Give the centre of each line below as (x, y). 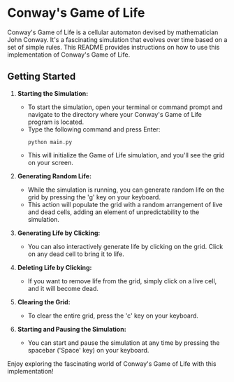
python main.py (50, 142)
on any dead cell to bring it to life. (76, 254)
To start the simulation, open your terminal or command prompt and (125, 107)
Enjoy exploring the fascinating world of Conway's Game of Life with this (112, 363)
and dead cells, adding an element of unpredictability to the (114, 212)
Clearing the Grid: (44, 302)
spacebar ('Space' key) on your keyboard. (88, 350)
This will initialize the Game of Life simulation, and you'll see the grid (126, 155)
